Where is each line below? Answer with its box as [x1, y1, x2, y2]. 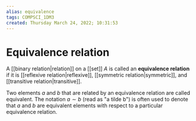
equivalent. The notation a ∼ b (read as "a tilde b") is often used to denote [6, 96, 188, 103]
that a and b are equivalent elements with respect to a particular [6, 102, 163, 109]
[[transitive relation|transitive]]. [6, 78, 82, 85]
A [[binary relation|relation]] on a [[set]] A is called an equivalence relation [6, 65, 190, 72]
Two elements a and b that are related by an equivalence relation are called [6, 89, 191, 97]
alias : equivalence [6, 8, 55, 15]
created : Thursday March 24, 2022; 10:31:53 [6, 20, 118, 26]
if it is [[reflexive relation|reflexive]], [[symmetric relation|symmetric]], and [6, 72, 188, 79]
